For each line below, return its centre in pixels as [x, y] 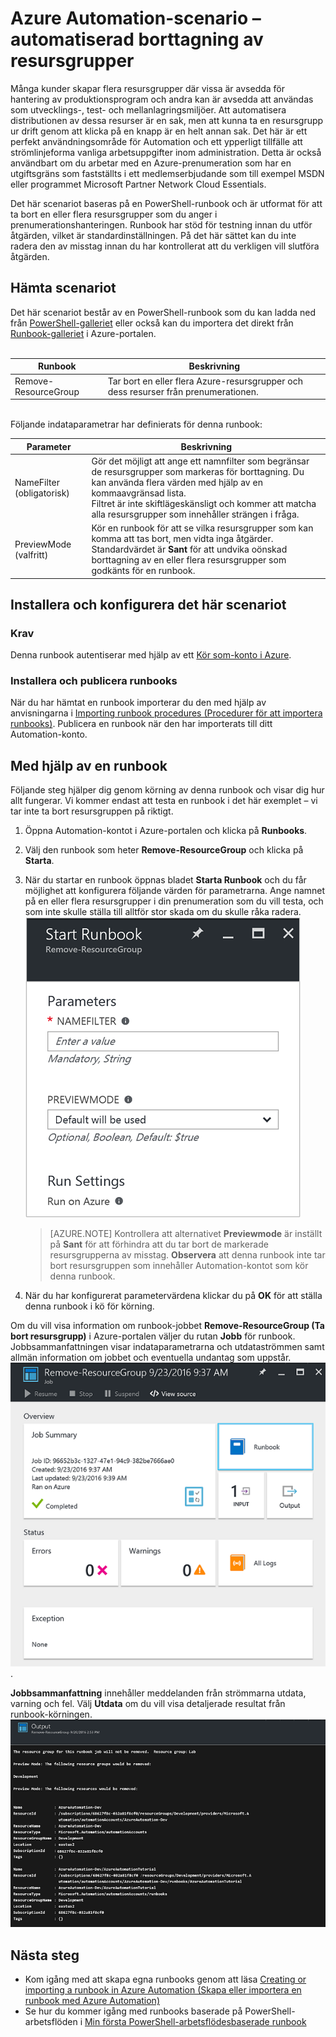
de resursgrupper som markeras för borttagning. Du [198, 471]
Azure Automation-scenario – [136, 18]
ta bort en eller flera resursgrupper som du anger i [114, 214]
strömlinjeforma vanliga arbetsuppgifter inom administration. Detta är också [166, 152]
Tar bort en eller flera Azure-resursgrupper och [205, 381]
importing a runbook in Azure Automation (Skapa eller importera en [163, 1990]
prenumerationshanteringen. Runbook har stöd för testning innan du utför [161, 224]
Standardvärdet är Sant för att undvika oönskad [189, 549]
